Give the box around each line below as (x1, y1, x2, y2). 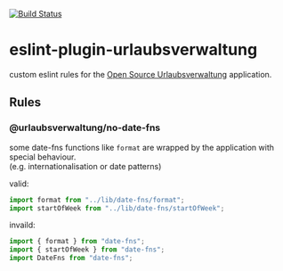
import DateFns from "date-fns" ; (9, 254, 133, 263)
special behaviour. (9, 152, 77, 162)
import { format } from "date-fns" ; (9, 237, 145, 246)
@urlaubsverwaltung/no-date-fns (9, 121, 161, 134)
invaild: (9, 219, 36, 231)
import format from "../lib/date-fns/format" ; (9, 195, 185, 204)
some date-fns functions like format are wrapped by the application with (9, 142, 274, 152)
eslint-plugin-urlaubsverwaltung (9, 40, 258, 60)
